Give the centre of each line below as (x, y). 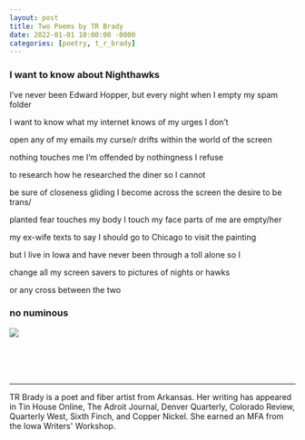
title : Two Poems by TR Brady (67, 26)
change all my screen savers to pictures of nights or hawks (120, 272)
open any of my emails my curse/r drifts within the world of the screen (141, 139)
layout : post (34, 18)
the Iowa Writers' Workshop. (63, 425)
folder (20, 104)
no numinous (39, 313)
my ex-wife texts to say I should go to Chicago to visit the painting (133, 237)
